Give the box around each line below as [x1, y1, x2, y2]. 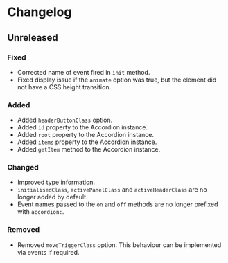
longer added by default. [17, 193, 88, 201]
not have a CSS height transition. [17, 82, 112, 91]
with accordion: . [17, 208, 64, 216]
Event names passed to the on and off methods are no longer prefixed [17, 200, 218, 208]
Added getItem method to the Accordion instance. [17, 145, 161, 154]
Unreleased [7, 32, 59, 44]
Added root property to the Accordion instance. [17, 131, 155, 139]
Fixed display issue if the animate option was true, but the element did [17, 75, 217, 84]
